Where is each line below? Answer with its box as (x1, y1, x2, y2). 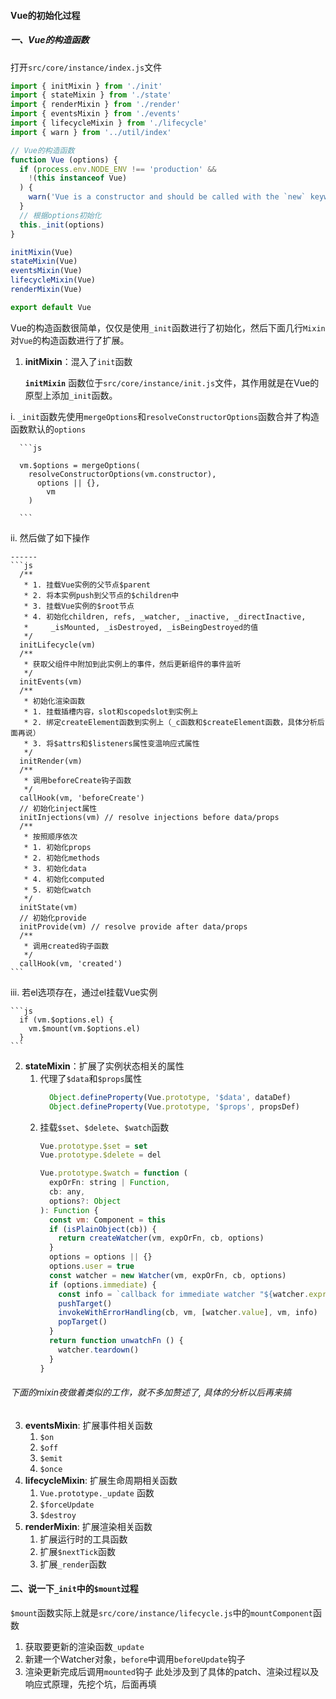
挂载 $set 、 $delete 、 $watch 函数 (39, 1121, 170, 1133)
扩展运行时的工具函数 (39, 1533, 128, 1545)
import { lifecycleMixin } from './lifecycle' (10, 118, 208, 129)
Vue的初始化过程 (10, 9, 81, 21)
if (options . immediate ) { (48, 1280, 157, 1290)
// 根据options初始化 (19, 210, 102, 220)
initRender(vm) (19, 756, 83, 766)
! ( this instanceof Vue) (28, 173, 128, 184)
